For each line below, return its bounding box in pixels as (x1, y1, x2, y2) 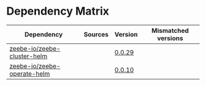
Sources (83, 30, 109, 38)
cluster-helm (9, 52, 48, 60)
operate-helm (9, 69, 50, 77)
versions (157, 34, 183, 42)
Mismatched (151, 26, 189, 35)
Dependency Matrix (6, 4, 109, 18)
